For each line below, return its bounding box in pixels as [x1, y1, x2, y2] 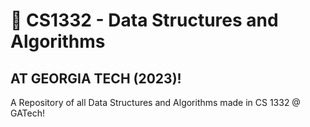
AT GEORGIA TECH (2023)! [10, 70, 182, 87]
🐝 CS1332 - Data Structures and [10, 9, 279, 32]
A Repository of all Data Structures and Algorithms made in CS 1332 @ [10, 97, 301, 108]
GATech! [10, 107, 46, 119]
